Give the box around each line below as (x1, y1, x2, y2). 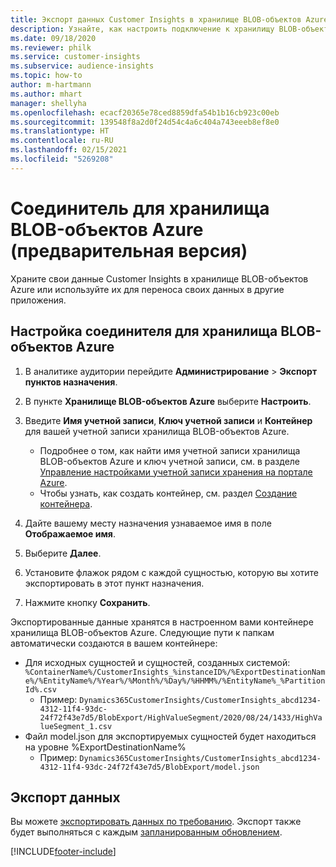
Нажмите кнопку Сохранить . (24, 596, 151, 608)
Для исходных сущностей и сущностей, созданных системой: (24, 656, 291, 668)
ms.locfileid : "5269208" (10, 154, 114, 164)
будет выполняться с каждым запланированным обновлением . (10, 826, 283, 838)
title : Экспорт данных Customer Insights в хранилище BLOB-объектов (10, 14, 302, 25)
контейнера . (39, 497, 93, 510)
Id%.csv (24, 684, 57, 695)
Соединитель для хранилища (10, 197, 270, 220)
